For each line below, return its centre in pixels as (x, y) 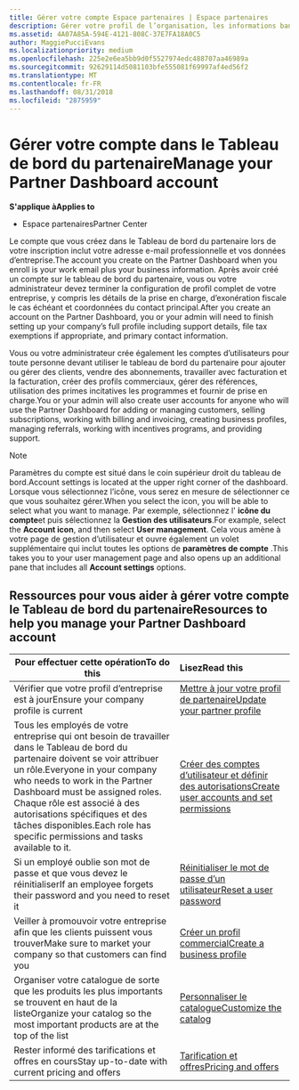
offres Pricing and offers (229, 1067)
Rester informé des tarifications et (85, 1050)
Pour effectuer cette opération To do (93, 663)
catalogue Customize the (230, 1008)
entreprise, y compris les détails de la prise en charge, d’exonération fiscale (148, 298)
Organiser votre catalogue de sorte (87, 980)
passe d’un (202, 879)
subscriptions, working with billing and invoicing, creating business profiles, (148, 419)
